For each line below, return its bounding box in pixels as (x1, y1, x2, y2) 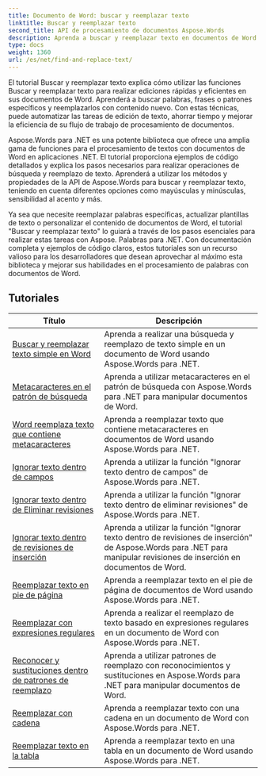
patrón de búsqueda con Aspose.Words (104, 381, 252, 392)
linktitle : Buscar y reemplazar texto (8, 19, 136, 27)
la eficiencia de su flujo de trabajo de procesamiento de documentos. (8, 120, 235, 129)
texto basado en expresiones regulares (104, 617, 249, 628)
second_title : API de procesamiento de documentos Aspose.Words (8, 26, 225, 34)
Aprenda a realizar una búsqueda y (104, 328, 235, 340)
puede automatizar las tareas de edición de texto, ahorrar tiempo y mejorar (8, 111, 253, 121)
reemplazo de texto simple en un (104, 338, 226, 349)
